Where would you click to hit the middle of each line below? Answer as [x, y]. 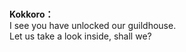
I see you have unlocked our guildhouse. [93, 26]
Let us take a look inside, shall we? [80, 36]
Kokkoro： [31, 14]
